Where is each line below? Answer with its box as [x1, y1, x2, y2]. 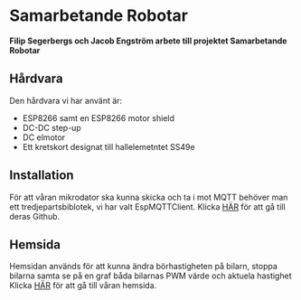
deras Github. [9, 211, 61, 221]
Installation [9, 168, 74, 183]
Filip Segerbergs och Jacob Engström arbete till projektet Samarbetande [9, 35, 287, 46]
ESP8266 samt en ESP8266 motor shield [22, 112, 174, 123]
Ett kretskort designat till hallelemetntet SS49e [22, 141, 196, 152]
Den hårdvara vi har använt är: [9, 95, 123, 106]
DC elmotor [22, 132, 66, 143]
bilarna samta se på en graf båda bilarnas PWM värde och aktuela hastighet [9, 270, 292, 281]
